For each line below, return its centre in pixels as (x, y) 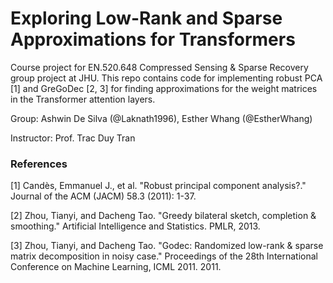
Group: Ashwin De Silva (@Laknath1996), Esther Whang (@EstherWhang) (161, 118)
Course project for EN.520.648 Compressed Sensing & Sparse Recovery (159, 67)
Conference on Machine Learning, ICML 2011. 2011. (116, 267)
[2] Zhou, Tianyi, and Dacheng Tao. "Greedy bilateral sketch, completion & (163, 216)
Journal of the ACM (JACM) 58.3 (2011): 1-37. (103, 196)
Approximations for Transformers (153, 39)
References (39, 164)
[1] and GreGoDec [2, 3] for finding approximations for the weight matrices (164, 88)
